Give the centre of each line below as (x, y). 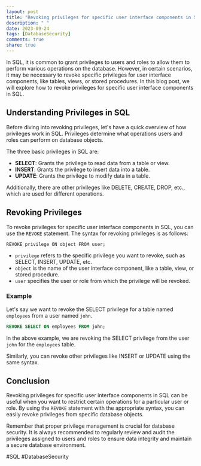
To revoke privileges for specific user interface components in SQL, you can (100, 227)
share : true (21, 45)
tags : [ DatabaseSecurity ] (38, 34)
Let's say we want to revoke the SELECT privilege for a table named (90, 309)
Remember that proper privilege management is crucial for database (91, 426)
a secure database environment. (46, 445)
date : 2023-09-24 (28, 28)
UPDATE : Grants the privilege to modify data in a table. (83, 176)
